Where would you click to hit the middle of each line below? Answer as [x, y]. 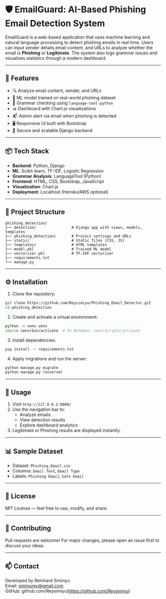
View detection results [42, 420]
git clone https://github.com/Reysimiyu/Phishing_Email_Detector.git [78, 303]
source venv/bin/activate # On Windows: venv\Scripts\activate [73, 331]
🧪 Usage [18, 392]
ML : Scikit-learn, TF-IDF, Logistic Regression [58, 171]
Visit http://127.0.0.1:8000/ [42, 404]
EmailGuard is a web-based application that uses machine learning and [78, 37]
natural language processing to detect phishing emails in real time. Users [79, 42]
